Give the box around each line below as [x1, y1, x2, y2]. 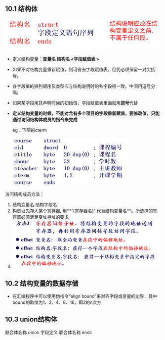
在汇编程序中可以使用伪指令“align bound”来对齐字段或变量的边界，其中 [12, 293, 157, 299]
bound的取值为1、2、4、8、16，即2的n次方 [12, 299, 102, 305]
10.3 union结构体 [5, 315, 58, 324]
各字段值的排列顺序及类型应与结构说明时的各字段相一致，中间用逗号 [12, 83, 151, 89]
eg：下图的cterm [12, 127, 47, 133]
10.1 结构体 [5, 4, 38, 13]
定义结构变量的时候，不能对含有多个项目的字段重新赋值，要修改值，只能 [12, 110, 160, 116]
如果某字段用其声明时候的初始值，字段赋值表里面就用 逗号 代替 [12, 100, 138, 106]
